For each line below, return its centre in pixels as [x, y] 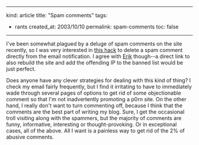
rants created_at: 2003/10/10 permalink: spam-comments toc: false [97, 27]
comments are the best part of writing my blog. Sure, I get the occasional [95, 112]
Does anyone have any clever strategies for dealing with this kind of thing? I [99, 80]
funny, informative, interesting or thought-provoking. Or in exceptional [92, 124]
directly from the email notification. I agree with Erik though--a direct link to [98, 56]
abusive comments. [30, 137]
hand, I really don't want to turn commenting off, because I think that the [94, 105]
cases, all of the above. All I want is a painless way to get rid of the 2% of [95, 130]
